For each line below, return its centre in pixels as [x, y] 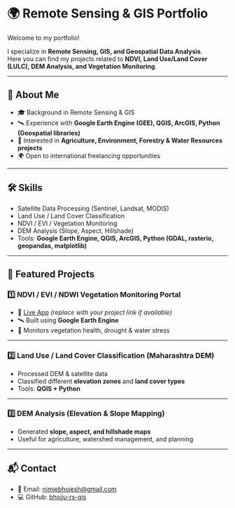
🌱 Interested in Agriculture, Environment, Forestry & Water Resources [120, 140]
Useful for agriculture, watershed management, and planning [105, 439]
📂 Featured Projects [51, 274]
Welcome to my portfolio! [44, 38]
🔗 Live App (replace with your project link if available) [95, 312]
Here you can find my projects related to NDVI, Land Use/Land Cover [107, 59]
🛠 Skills [25, 188]
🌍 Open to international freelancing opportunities [89, 156]
